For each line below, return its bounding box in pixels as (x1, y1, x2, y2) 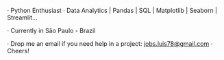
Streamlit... (7, 13, 38, 22)
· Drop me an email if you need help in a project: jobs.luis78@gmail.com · (7, 40, 213, 47)
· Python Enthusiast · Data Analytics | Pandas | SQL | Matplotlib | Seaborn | (7, 7, 218, 14)
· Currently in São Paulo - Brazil (7, 27, 96, 34)
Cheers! (7, 47, 29, 55)
